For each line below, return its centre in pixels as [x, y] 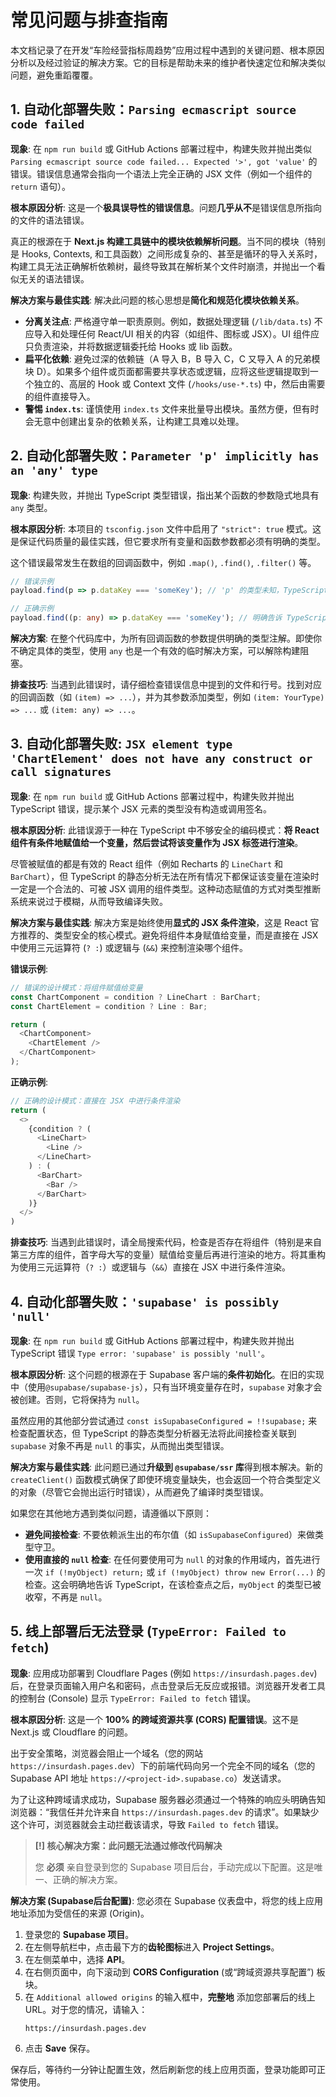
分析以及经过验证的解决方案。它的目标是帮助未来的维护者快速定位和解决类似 [168, 62]
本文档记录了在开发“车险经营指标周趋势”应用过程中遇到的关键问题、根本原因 [167, 50]
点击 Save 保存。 [60, 2048]
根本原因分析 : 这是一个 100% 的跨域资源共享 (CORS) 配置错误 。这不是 [155, 1719]
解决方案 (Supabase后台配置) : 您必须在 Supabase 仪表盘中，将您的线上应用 [166, 1900]
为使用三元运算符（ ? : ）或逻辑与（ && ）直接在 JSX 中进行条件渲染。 [151, 1267]
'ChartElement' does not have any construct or [161, 759]
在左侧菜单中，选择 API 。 [77, 1959]
